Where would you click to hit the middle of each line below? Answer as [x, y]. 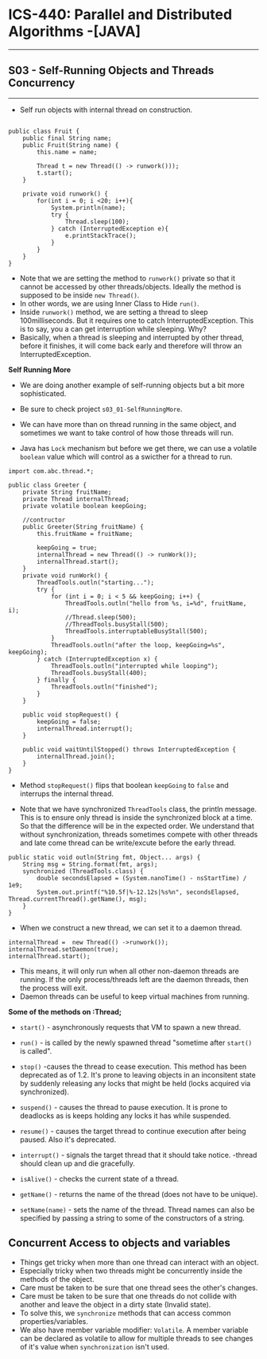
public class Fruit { [44, 131]
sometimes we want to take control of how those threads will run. [127, 433]
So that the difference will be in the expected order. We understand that [137, 825]
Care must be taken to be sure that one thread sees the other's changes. [139, 1287]
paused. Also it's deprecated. [68, 1140]
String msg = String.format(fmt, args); [90, 864]
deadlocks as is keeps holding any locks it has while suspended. [126, 1116]
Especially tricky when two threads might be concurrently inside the [131, 1271]
